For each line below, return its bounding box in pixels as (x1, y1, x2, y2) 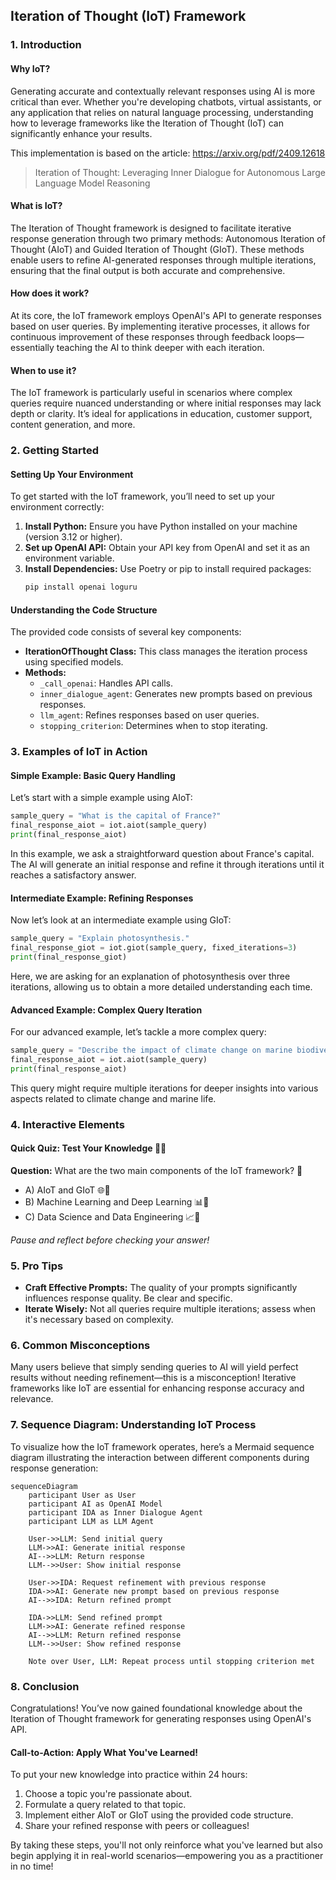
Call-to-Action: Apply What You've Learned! (10, 1746, 198, 1758)
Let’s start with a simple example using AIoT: (10, 792, 193, 804)
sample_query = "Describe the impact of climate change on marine (10, 1045, 293, 1056)
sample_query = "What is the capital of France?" (10, 811, 222, 821)
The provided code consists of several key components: (10, 626, 242, 638)
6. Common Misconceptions (10, 1339, 151, 1353)
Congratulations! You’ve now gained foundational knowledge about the (10, 1702, 303, 1714)
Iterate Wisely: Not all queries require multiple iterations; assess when (24, 1303, 317, 1315)
